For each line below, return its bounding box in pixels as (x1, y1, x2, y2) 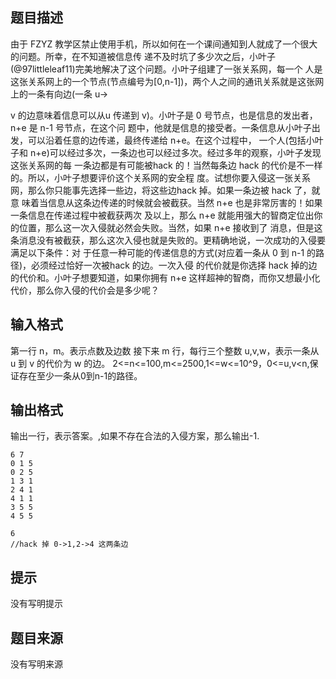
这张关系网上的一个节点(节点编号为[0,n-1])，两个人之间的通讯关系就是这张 (10, 75, 316, 87)
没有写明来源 (10, 658, 63, 670)
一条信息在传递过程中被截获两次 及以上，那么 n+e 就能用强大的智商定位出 (10, 209, 315, 221)
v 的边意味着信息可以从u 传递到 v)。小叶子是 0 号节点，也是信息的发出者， (10, 109, 318, 121)
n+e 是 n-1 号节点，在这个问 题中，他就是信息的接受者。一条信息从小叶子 (10, 121, 312, 133)
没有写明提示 (10, 598, 63, 610)
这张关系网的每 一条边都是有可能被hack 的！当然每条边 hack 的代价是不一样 (10, 159, 323, 171)
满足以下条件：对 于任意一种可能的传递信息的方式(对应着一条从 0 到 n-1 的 (10, 246, 317, 258)
